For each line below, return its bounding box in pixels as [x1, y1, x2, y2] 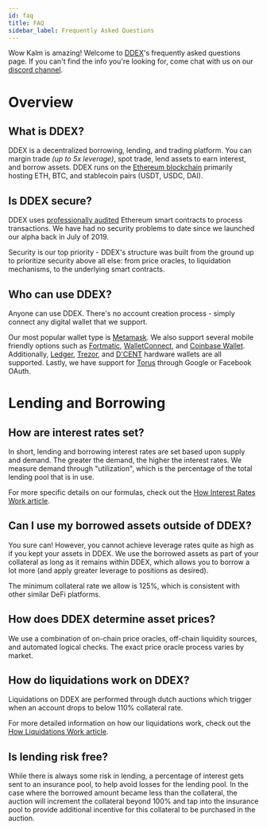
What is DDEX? [8, 124, 85, 138]
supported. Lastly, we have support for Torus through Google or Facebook [8, 358, 252, 367]
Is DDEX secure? [8, 194, 93, 208]
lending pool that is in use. [8, 473, 95, 481]
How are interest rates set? [8, 426, 145, 439]
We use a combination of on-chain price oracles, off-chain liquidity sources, [8, 633, 257, 643]
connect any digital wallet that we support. [8, 317, 148, 326]
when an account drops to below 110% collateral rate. [8, 703, 184, 713]
